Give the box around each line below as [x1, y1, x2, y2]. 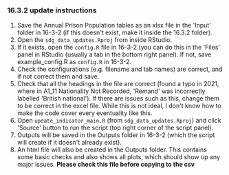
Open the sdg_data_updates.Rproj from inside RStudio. [17, 36, 173, 44]
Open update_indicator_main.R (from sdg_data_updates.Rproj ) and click [17, 116, 221, 125]
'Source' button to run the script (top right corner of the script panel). [17, 123, 214, 132]
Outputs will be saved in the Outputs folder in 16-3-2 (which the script [17, 131, 215, 139]
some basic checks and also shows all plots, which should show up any [17, 153, 220, 161]
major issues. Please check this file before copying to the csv [17, 161, 195, 169]
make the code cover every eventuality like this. [17, 109, 153, 117]
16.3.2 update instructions [7, 6, 97, 15]
